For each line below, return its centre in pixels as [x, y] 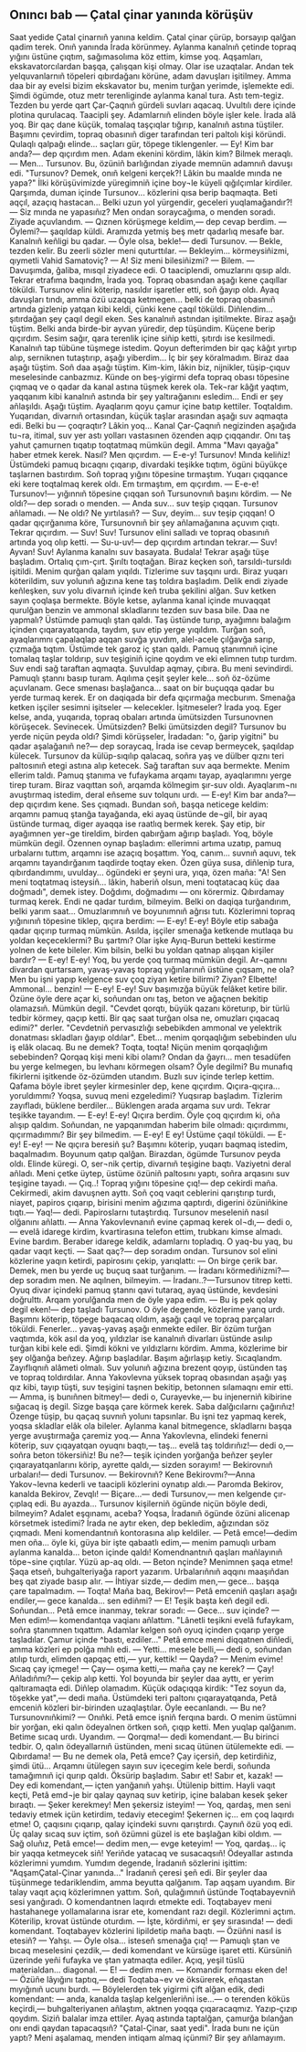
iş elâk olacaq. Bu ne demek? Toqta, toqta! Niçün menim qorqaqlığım [138, 1047]
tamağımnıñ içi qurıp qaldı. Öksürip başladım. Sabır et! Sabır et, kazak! [141, 1775]
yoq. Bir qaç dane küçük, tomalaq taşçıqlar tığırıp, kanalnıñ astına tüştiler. [147, 124]
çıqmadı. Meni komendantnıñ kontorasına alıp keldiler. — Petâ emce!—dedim [153, 1532]
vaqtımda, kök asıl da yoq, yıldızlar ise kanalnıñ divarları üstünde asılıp [141, 1338]
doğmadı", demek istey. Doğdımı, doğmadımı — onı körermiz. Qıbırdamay [147, 891]
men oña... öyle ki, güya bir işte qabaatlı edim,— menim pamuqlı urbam [143, 1542]
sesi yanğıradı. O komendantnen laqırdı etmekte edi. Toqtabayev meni [141, 1901]
